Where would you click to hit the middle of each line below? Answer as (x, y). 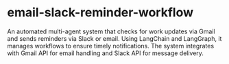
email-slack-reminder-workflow (100, 13)
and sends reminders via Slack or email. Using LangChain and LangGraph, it (114, 38)
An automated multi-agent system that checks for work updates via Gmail (111, 31)
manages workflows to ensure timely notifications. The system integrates (111, 46)
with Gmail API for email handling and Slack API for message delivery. (106, 53)
